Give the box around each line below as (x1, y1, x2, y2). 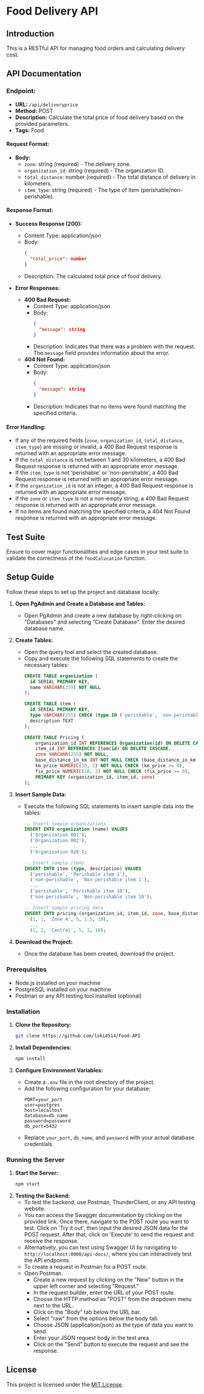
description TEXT (29, 717, 74, 724)
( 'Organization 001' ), (29, 832, 87, 838)
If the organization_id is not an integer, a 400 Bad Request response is (15, 482, 194, 489)
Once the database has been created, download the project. (24, 950, 175, 958)
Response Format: (6, 207, 53, 214)
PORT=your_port (24, 1096, 63, 1103)
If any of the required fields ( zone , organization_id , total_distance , (15, 436, 184, 444)
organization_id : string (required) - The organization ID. (24, 167, 165, 174)
